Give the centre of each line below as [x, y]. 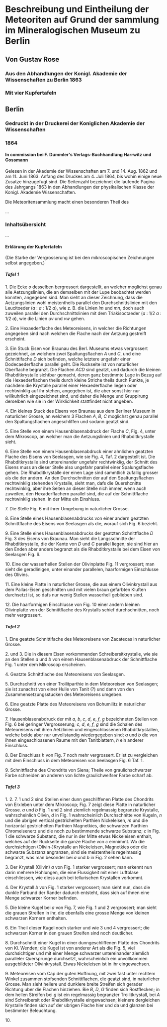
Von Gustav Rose [32, 59]
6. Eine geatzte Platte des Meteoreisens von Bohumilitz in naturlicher [76, 704]
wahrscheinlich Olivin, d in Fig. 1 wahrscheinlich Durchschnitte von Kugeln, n [83, 815]
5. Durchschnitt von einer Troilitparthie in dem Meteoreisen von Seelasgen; [82, 684]
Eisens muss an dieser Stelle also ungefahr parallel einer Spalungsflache [80, 467]
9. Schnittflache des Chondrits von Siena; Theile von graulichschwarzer [79, 770]
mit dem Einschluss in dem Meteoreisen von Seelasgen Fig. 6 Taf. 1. [75, 761]
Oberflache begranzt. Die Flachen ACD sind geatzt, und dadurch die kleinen [83, 370]
